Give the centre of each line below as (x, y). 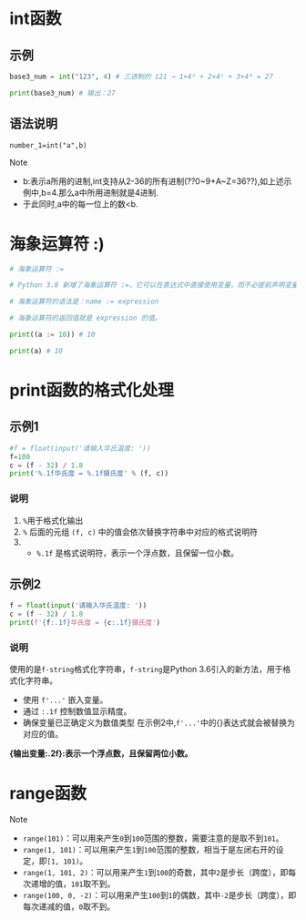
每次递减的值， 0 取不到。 (69, 906)
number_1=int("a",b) (49, 145)
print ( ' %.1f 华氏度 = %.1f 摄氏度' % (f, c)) (89, 474)
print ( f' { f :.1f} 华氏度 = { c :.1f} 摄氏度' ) (85, 623)
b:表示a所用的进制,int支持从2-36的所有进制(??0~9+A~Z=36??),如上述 (153, 181)
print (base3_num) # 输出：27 (63, 93)
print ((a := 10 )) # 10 (52, 334)
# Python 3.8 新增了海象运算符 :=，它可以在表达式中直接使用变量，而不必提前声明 (147, 285)
